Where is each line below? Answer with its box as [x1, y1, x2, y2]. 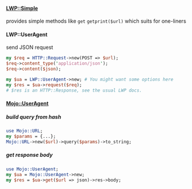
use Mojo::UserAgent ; [6, 166, 59, 172]
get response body [6, 152, 53, 159]
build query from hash [6, 113, 61, 120]
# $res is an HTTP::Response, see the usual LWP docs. [6, 87, 142, 93]
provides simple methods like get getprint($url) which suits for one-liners [6, 17, 187, 24]
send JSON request [6, 44, 54, 51]
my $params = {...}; [6, 134, 57, 139]
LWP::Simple [6, 5, 39, 12]
